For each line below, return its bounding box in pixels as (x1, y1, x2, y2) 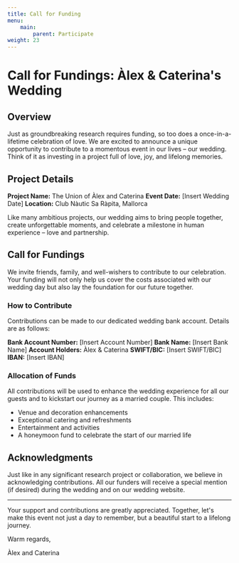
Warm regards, (7, 535, 51, 544)
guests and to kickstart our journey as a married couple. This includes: (7, 395, 215, 403)
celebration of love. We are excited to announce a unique (31, 137, 198, 146)
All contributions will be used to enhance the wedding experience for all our (7, 387, 229, 395)
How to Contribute (7, 300, 73, 310)
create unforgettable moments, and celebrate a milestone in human (7, 220, 205, 229)
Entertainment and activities (17, 424, 100, 432)
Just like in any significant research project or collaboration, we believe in (7, 471, 223, 479)
